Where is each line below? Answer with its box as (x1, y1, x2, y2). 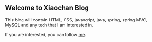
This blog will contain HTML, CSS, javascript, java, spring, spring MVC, (5, 17, 148, 22)
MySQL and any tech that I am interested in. (5, 22, 93, 28)
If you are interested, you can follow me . (5, 31, 87, 37)
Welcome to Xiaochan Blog (5, 4, 89, 12)
